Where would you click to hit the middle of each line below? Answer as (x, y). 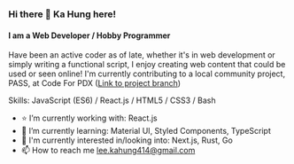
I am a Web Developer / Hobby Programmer (89, 35)
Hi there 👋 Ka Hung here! (62, 14)
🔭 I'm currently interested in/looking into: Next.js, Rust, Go (127, 140)
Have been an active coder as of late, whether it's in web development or (142, 55)
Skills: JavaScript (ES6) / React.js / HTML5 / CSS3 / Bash (112, 100)
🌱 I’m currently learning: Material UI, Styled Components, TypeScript (146, 131)
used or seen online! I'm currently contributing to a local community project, (147, 74)
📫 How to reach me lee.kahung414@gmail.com (108, 151)
